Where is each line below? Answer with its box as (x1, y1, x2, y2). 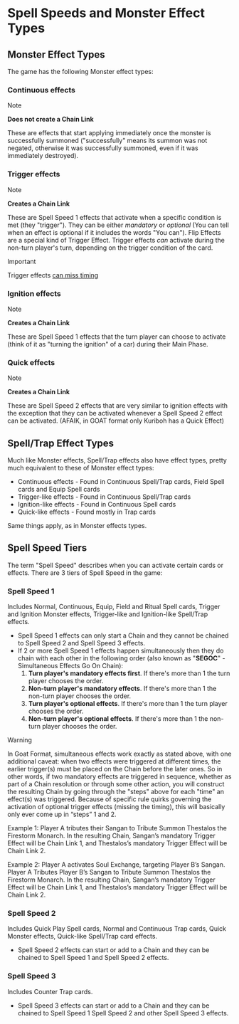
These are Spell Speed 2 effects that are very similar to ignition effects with (7, 401, 228, 410)
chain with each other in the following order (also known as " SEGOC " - (17, 654, 225, 663)
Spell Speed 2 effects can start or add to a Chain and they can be (17, 946, 210, 954)
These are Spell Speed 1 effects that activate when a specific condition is (7, 213, 222, 221)
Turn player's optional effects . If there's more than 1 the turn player (28, 700, 228, 708)
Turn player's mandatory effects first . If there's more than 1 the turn (28, 669, 230, 677)
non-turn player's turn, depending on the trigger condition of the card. (7, 243, 213, 252)
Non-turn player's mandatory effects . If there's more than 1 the (28, 685, 217, 693)
